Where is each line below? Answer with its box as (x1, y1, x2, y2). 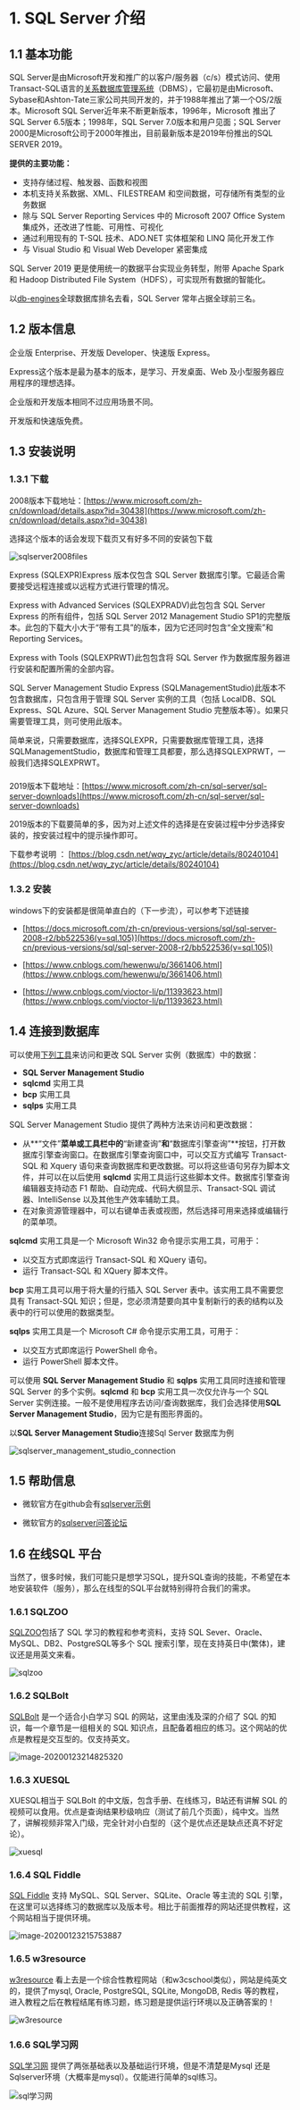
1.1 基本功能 (9, 46, 73, 62)
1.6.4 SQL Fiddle (9, 1869, 81, 1881)
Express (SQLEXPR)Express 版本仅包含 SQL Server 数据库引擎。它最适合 (9, 569, 278, 580)
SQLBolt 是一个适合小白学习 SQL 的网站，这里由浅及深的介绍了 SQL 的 (9, 1711, 270, 1721)
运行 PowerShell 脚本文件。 (21, 1356, 123, 1366)
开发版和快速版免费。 (9, 415, 87, 425)
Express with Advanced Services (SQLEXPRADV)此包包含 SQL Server (9, 600, 266, 610)
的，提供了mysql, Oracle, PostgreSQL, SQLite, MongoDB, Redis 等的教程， (9, 1985, 284, 1996)
